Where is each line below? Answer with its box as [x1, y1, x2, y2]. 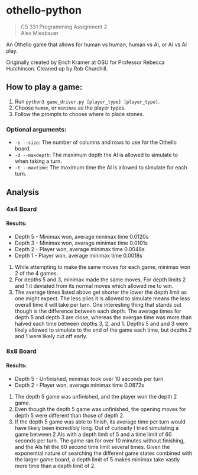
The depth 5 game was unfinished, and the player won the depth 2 [14, 393, 177, 400]
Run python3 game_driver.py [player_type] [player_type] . [14, 98, 160, 105]
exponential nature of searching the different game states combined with [14, 450, 193, 457]
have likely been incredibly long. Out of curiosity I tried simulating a [14, 424, 179, 431]
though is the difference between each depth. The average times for [14, 307, 181, 314]
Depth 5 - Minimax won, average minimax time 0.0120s [14, 233, 149, 240]
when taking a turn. [14, 158, 62, 165]
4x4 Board [6, 205, 37, 213]
